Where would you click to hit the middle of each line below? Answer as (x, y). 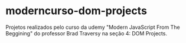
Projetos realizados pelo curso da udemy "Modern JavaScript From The (93, 27)
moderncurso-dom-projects (76, 11)
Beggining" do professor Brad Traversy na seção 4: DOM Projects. (87, 33)
